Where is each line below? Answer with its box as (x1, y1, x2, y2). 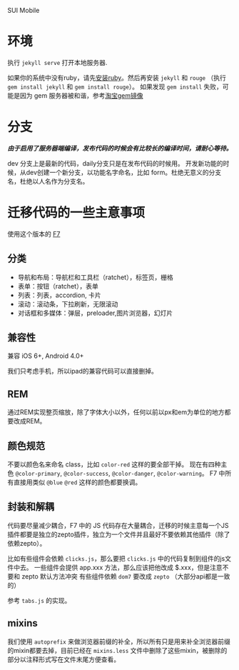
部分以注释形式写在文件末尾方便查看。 (7, 655, 120, 664)
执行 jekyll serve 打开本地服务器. (7, 58, 108, 66)
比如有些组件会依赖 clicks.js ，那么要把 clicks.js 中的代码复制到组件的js (7, 554, 225, 563)
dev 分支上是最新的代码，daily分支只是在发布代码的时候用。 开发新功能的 (7, 159, 223, 167)
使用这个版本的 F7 (7, 229, 61, 238)
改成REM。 (13, 417, 46, 426)
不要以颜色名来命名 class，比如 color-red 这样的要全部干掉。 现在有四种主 (7, 460, 228, 469)
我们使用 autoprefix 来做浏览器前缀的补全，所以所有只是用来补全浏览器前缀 (7, 637, 230, 646)
